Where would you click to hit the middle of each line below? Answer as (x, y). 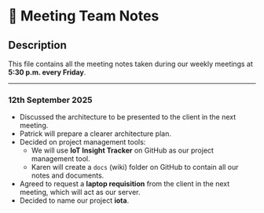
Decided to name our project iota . (74, 200)
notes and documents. (68, 175)
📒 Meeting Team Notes (84, 16)
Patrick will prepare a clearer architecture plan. (95, 134)
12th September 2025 (50, 100)
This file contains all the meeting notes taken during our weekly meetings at (130, 64)
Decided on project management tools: (82, 142)
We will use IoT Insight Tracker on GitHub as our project (123, 151)
